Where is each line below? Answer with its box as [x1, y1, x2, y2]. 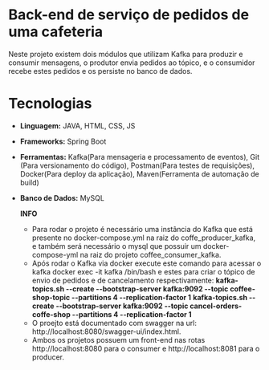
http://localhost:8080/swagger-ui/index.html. [31, 327, 181, 336]
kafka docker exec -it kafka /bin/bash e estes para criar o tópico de [31, 266, 255, 276]
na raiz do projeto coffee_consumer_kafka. [79, 250, 222, 259]
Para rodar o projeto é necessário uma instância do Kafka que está [31, 224, 253, 234]
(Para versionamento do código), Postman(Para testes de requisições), [19, 161, 255, 170]
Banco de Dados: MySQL [19, 193, 104, 202]
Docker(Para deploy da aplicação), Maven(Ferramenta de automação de [19, 169, 259, 178]
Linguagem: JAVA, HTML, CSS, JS [19, 120, 136, 130]
